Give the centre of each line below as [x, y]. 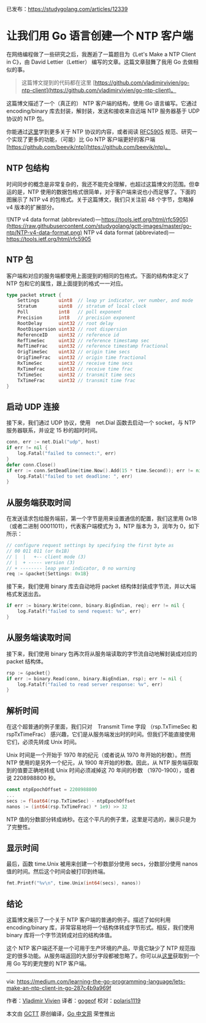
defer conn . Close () [31, 465]
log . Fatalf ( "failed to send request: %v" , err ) [79, 611]
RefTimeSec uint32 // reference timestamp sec [83, 340]
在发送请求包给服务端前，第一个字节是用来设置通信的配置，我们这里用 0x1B [102, 519]
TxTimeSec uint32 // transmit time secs [77, 375]
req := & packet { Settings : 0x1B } [48, 574]
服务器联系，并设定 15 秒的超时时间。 [54, 431]
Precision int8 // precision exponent [77, 318]
